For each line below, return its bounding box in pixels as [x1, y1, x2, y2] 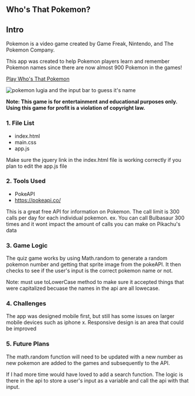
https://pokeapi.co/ [14, 197, 61, 204]
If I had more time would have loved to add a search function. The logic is [6, 371, 183, 378]
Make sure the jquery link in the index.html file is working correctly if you [6, 156, 182, 163]
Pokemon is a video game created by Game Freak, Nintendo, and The [6, 40, 174, 48]
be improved [6, 325, 37, 332]
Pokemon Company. [6, 46, 55, 53]
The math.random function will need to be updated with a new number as [6, 353, 183, 360]
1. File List [6, 119, 35, 127]
